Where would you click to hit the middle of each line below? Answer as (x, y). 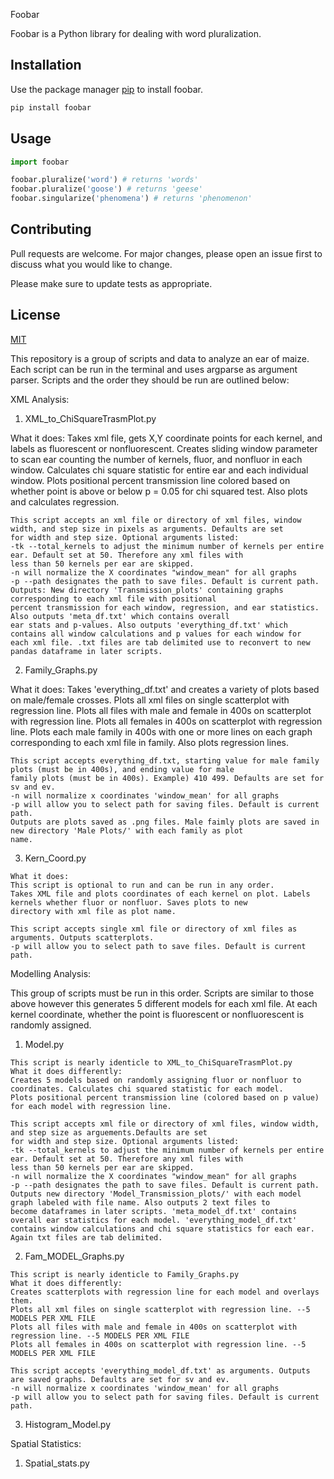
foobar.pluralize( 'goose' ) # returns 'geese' (106, 189)
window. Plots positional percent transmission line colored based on (150, 480)
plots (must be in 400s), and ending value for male (122, 769)
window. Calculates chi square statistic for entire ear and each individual (159, 470)
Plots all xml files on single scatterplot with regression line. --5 (160, 1309)
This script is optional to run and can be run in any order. (142, 885)
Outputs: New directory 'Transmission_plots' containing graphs (147, 590)
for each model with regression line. (91, 1106)
